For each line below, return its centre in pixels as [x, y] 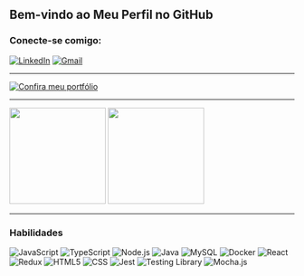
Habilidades [36, 233]
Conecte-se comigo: [56, 41]
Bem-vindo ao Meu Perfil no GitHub [111, 15]
